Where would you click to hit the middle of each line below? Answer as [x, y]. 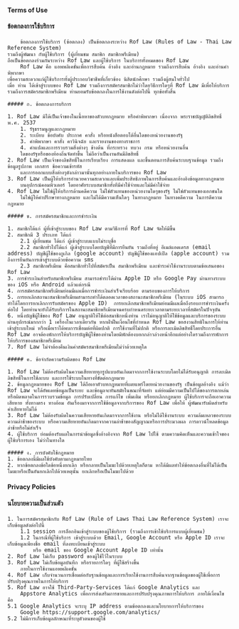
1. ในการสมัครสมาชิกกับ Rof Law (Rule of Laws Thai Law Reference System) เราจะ [118, 519]
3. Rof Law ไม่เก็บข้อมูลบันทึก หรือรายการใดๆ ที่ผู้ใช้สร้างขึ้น [74, 562]
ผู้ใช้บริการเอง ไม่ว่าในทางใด [36, 440]
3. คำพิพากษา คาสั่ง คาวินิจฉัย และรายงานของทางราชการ [80, 141]
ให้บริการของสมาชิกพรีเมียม [34, 340]
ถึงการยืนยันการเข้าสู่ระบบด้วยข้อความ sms [51, 260]
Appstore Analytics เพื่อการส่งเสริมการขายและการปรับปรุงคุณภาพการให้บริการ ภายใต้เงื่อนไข [122, 593]
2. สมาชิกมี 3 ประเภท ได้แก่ [39, 235]
